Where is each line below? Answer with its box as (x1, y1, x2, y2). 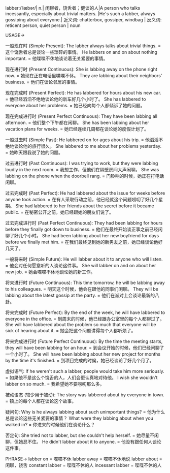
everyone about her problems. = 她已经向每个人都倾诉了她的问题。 (5, 103, 145, 108)
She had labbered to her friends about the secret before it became (15, 203, 154, 209)
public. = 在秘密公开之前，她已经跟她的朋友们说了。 (5, 209, 114, 215)
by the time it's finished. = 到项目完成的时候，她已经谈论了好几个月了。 (5, 358, 154, 363)
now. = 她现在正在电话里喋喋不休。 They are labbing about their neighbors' (5, 73, 162, 78)
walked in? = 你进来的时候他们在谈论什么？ (5, 422, 95, 427)
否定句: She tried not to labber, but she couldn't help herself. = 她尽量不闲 (5, 432, 159, 438)
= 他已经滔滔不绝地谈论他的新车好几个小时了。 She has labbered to (5, 96, 146, 102)
